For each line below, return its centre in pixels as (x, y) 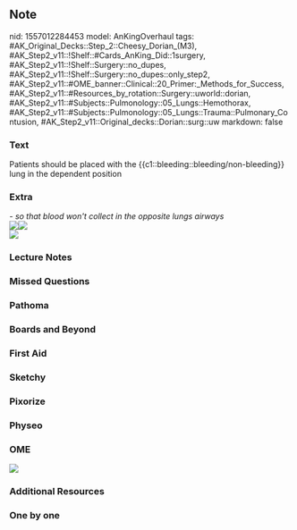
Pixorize (28, 401)
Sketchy (28, 377)
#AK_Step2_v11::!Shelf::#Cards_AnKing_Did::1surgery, (107, 55)
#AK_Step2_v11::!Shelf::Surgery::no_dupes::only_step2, (110, 74)
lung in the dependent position (66, 174)
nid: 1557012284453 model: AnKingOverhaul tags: (102, 36)
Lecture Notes (41, 257)
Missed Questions (50, 282)
